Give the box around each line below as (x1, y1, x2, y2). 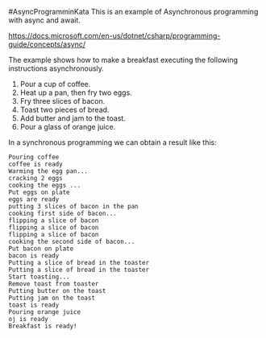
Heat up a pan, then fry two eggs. (19, 88, 133, 97)
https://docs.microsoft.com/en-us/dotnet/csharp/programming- (8, 31, 221, 40)
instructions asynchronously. (8, 64, 105, 73)
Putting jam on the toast (8, 294, 95, 302)
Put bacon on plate (8, 245, 74, 253)
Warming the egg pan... (8, 167, 89, 175)
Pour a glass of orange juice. (19, 122, 116, 131)
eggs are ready (8, 196, 60, 204)
